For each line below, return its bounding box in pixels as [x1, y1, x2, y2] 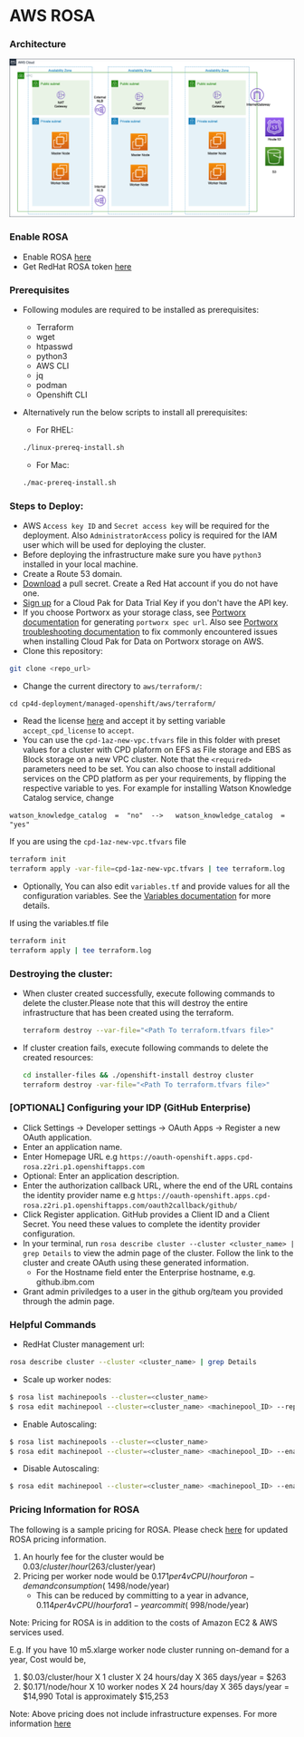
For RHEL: [35, 424, 74, 435]
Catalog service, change [22, 793, 115, 804]
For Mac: [35, 460, 70, 471]
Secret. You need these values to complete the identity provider [22, 1218, 261, 1229]
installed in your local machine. [22, 559, 138, 570]
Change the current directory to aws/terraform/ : [22, 681, 203, 692]
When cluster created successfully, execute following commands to [22, 988, 276, 999]
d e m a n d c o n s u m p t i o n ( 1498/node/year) [22, 1580, 170, 1591]
